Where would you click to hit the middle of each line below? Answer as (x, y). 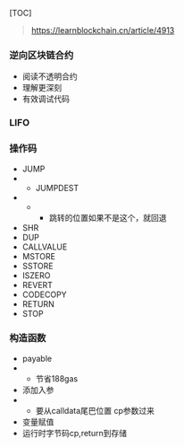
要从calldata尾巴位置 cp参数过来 (95, 410)
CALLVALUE (45, 247)
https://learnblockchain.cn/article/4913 (103, 30)
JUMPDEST (57, 188)
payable (37, 358)
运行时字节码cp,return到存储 (75, 433)
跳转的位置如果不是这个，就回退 (108, 217)
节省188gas (57, 378)
